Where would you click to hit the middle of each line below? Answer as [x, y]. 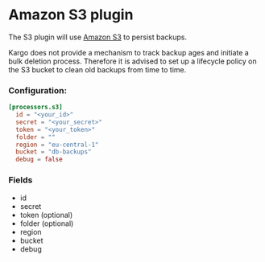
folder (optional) [47, 223]
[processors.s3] [35, 107]
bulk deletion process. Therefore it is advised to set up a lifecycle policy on [132, 61]
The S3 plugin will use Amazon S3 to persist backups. [98, 37]
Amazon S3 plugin [71, 15]
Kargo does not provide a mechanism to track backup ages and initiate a [129, 52]
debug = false [39, 160]
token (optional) [46, 215]
